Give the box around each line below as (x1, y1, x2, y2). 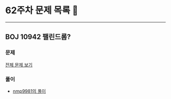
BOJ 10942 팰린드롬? (5, 32, 71, 41)
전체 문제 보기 (5, 61, 33, 68)
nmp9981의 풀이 (12, 88, 46, 94)
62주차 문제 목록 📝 (5, 5, 78, 16)
